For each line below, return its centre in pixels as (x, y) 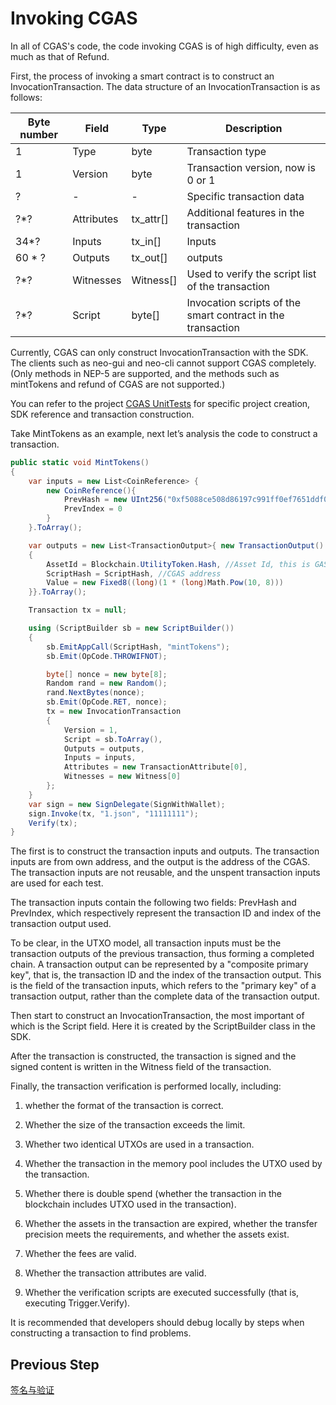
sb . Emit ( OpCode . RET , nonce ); (107, 702)
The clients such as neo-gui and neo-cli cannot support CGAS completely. (163, 363)
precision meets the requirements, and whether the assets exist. (157, 1234)
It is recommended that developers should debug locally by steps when (157, 1323)
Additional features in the (245, 212)
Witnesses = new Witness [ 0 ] (122, 777)
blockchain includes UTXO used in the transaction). (130, 1204)
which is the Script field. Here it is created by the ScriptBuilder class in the (163, 1026)
